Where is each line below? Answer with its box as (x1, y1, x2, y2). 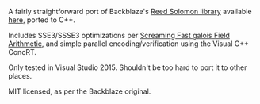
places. (8, 71, 32, 80)
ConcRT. (8, 48, 37, 56)
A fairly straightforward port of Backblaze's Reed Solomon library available (8, 7, 252, 16)
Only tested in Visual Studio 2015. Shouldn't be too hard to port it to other (8, 63, 247, 72)
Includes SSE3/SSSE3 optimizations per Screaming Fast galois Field (8, 31, 230, 40)
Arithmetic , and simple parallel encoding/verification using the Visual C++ (8, 39, 250, 48)
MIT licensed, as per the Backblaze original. (8, 87, 151, 96)
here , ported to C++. (8, 15, 75, 25)
